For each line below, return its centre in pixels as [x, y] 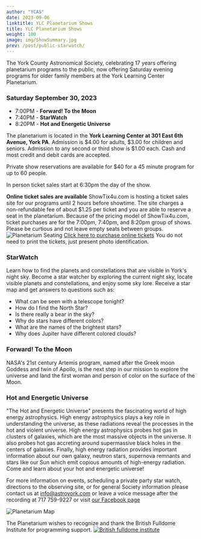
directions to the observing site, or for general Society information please [97, 487]
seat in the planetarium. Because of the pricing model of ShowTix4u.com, [98, 216]
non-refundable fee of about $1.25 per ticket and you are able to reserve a [99, 210]
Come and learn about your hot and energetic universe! [75, 469]
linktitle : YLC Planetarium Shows [50, 23]
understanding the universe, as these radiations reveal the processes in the [100, 424]
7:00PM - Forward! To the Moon [56, 111]
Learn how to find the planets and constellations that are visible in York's [97, 271]
